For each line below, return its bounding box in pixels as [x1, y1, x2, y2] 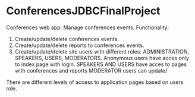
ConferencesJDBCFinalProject [6, 4, 161, 18]
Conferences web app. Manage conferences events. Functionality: [6, 24, 169, 31]
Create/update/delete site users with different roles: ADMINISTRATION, [14, 48, 189, 55]
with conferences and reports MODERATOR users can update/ [14, 67, 168, 74]
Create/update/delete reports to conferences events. [14, 42, 144, 49]
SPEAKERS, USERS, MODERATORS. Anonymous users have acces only [14, 54, 189, 61]
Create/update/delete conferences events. [14, 35, 119, 42]
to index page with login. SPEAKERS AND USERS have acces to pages [14, 61, 187, 68]
